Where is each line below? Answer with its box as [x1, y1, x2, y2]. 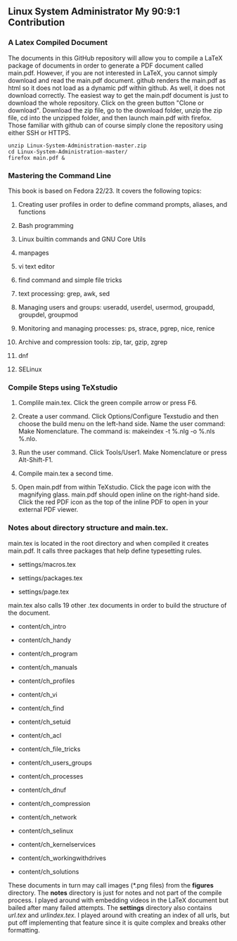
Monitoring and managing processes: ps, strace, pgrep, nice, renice [18, 324, 215, 333]
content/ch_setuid [18, 717, 71, 726]
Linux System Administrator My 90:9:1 [8, 6, 180, 18]
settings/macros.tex [18, 560, 77, 568]
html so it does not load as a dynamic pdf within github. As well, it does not [8, 84, 226, 92]
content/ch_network [18, 812, 77, 821]
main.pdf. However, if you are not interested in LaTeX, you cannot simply [8, 68, 218, 77]
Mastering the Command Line [8, 170, 112, 180]
